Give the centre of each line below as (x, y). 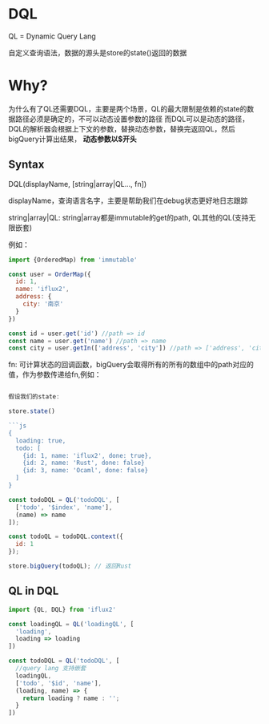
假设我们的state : (34, 397)
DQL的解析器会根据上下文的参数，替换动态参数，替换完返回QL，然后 (122, 128)
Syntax (26, 165)
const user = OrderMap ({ (50, 274)
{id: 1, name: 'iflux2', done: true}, (87, 455)
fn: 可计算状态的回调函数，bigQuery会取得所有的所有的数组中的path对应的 (131, 365)
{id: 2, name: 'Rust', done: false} (84, 463)
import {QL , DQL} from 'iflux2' (62, 609)
